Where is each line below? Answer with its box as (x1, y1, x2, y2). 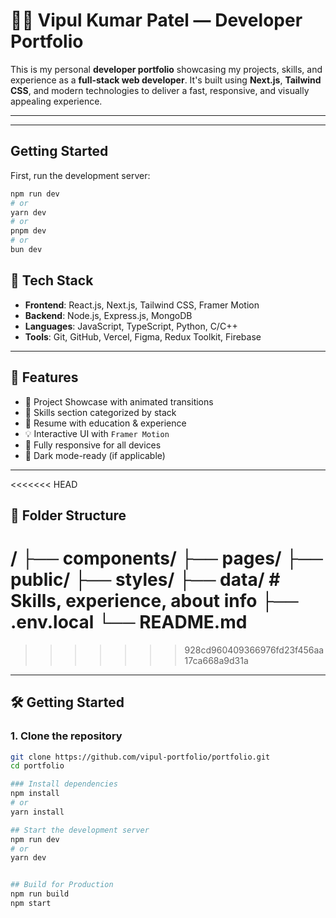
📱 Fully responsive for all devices (24, 439, 162, 451)
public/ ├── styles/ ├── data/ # (10, 569, 281, 591)
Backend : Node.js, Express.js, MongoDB (24, 309, 193, 321)
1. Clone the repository (10, 729, 123, 743)
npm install (10, 789, 60, 799)
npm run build (10, 889, 70, 899)
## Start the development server (10, 825, 150, 835)
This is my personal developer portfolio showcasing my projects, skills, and (10, 63, 323, 75)
